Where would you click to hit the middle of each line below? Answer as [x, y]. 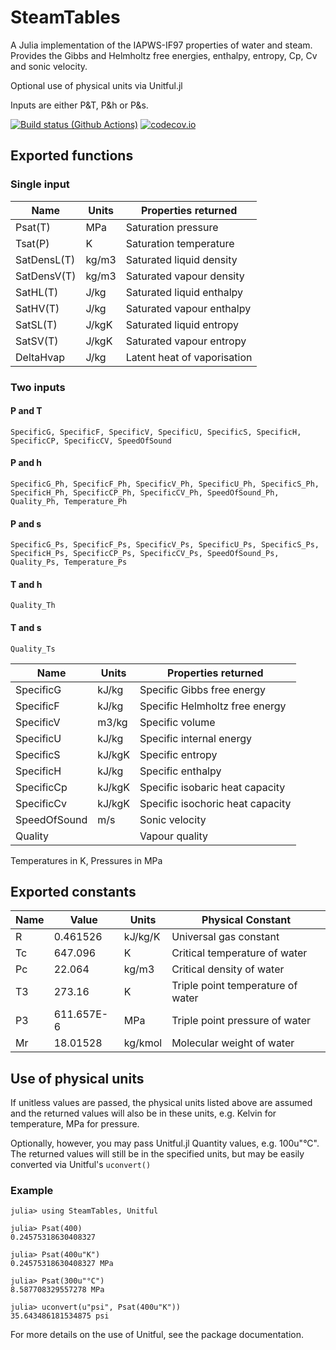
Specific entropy [178, 754]
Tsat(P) [32, 243]
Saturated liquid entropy [182, 324]
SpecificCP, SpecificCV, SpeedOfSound [91, 441]
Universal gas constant [225, 937]
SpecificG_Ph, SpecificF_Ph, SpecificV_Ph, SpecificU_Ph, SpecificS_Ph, [165, 484]
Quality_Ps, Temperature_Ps [69, 562]
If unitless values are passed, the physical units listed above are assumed [161, 1103]
